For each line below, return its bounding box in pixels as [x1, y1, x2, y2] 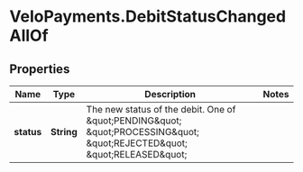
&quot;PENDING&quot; [86, 114, 182, 127]
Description [143, 88, 197, 100]
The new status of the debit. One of [86, 104, 236, 115]
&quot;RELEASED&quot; [86, 149, 188, 160]
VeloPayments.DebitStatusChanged [9, 6, 287, 27]
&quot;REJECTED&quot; [86, 137, 188, 149]
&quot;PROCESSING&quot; [86, 126, 200, 138]
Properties [9, 61, 70, 77]
